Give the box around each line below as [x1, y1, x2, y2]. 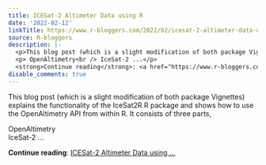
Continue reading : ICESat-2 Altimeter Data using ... [8, 148, 176, 157]
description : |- [8, 41, 62, 49]
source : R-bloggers [8, 33, 73, 42]
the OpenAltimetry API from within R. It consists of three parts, [8, 108, 212, 118]
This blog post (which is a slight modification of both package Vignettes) [8, 92, 245, 101]
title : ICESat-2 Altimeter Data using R [8, 11, 144, 20]
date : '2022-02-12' [8, 19, 73, 27]
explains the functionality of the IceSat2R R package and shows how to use [8, 100, 254, 110]
